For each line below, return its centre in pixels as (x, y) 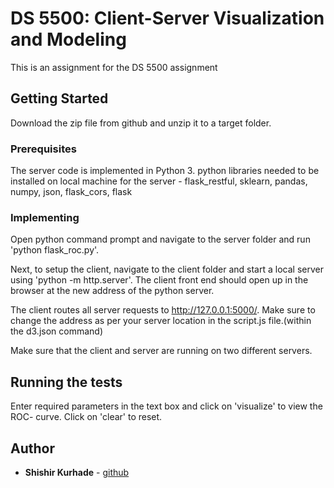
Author (32, 448)
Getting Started (59, 98)
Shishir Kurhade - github (77, 472)
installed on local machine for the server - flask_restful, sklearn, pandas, (159, 181)
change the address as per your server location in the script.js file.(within (161, 321)
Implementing (45, 217)
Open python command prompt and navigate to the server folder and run (160, 239)
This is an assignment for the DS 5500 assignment (114, 67)
